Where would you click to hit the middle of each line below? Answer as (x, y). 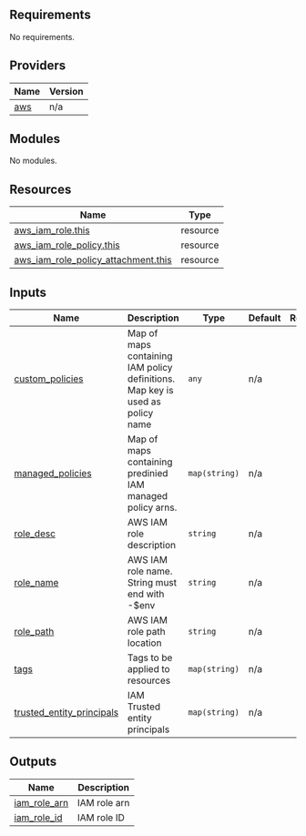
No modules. (33, 161)
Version (66, 91)
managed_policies (53, 474)
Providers (38, 66)
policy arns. (152, 507)
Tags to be (150, 658)
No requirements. (42, 36)
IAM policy (150, 368)
